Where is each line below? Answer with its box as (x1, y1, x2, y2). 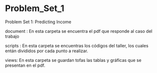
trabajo (5, 33, 19, 39)
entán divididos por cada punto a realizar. (5, 48, 88, 54)
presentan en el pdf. (5, 62, 45, 68)
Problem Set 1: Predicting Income (5, 19, 71, 25)
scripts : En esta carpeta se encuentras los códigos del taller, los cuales (5, 43, 149, 48)
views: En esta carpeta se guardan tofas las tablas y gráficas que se (5, 57, 142, 63)
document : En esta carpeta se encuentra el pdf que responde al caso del (5, 28, 153, 34)
